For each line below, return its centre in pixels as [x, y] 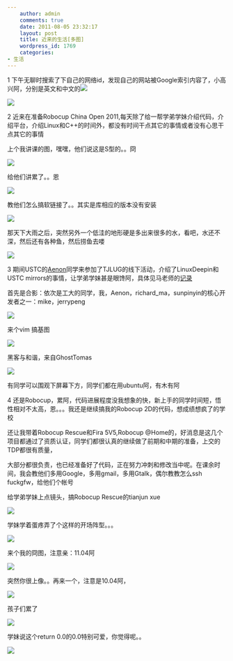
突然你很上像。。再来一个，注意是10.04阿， [69, 581]
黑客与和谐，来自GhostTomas [50, 357]
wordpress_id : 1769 [48, 46]
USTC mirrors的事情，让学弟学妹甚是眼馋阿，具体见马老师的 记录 [100, 278]
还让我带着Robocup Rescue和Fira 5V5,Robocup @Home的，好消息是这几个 [115, 432]
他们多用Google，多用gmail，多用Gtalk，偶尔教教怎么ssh [120, 473]
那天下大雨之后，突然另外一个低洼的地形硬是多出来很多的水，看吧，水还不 [114, 232]
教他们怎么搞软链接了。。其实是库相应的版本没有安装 [82, 205]
